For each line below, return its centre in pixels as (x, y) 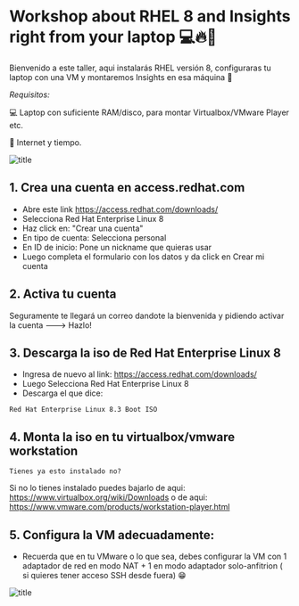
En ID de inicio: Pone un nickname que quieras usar (117, 247)
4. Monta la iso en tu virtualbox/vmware (122, 437)
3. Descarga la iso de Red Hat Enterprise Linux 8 (145, 352)
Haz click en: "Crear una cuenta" (83, 228)
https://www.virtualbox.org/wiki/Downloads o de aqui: (108, 497)
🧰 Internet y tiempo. (46, 142)
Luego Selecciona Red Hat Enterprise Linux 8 (105, 384)
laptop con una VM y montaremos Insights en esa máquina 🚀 (121, 77)
